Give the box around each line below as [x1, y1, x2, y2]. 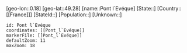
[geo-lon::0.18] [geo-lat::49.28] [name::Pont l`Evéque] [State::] [6, 5, 156, 12]
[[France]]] [6, 11, 32, 18]
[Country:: [157, 5, 182, 12]
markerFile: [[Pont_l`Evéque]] [6, 33, 82, 38]
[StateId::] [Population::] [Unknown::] [33, 11, 122, 18]
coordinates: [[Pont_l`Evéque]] [6, 27, 85, 33]
